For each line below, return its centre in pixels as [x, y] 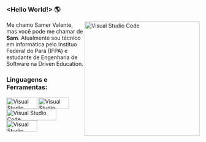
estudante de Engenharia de [42, 57]
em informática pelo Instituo [42, 44]
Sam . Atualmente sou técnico [44, 38]
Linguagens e [27, 80]
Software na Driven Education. [45, 64]
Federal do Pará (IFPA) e [37, 51]
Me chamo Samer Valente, [40, 25]
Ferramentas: [27, 87]
